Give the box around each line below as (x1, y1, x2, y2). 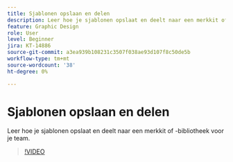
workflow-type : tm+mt (7, 55, 70, 62)
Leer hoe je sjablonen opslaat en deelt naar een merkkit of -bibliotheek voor (7, 127, 224, 135)
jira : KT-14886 (7, 42, 51, 49)
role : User (7, 29, 39, 37)
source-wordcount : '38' (7, 62, 76, 69)
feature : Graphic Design (7, 23, 79, 30)
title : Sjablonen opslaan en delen (7, 10, 110, 17)
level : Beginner (7, 36, 54, 43)
